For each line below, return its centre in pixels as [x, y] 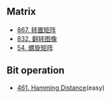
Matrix [21, 12]
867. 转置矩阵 [36, 30]
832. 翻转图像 [37, 38]
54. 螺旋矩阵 [35, 47]
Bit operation [36, 71]
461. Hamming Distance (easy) [61, 88]
